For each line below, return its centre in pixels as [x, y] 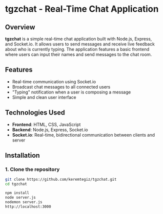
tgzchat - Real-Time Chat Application [82, 9]
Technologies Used [35, 113]
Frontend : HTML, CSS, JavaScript [46, 124]
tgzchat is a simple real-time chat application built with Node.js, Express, [79, 39]
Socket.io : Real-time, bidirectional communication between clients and [83, 135]
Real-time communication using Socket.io [54, 81]
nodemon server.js [24, 202]
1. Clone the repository [32, 169]
